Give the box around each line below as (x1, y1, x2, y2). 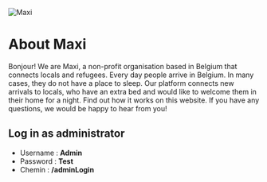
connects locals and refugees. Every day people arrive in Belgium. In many (8, 70, 254, 79)
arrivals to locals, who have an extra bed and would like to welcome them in (8, 87, 257, 96)
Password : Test (19, 156, 74, 166)
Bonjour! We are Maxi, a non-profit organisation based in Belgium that (8, 61, 238, 71)
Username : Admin (19, 148, 82, 157)
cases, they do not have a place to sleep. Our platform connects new (8, 78, 234, 87)
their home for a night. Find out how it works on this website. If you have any (8, 95, 260, 105)
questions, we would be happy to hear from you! (8, 103, 167, 113)
